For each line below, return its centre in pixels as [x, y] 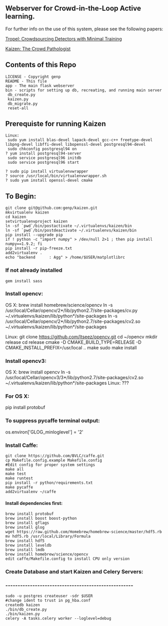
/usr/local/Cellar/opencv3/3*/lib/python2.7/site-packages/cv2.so [74, 378]
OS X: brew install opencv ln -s [38, 372]
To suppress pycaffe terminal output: [53, 421]
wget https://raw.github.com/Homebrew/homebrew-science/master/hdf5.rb [83, 532]
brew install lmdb [25, 550]
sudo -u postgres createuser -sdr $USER [49, 596]
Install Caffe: [22, 445]
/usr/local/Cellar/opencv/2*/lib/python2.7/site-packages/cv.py [71, 310]
